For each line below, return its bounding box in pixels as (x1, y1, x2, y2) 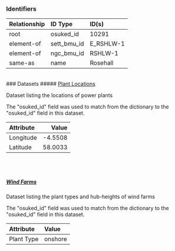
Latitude (9, 143, 32, 152)
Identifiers (6, 5, 37, 13)
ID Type (50, 20, 73, 28)
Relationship (9, 20, 45, 28)
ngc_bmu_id (50, 49, 84, 57)
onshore (44, 235, 68, 243)
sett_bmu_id (50, 40, 84, 48)
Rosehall (90, 59, 114, 67)
